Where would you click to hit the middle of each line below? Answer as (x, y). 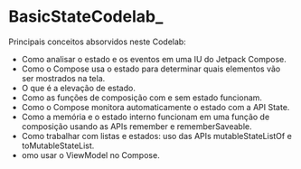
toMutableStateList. (58, 146)
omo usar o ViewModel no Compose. (90, 155)
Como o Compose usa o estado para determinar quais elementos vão (151, 69)
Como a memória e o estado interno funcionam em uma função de (146, 117)
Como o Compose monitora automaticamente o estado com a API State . (155, 107)
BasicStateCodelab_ (86, 17)
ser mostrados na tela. (63, 78)
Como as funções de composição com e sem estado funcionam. (142, 98)
